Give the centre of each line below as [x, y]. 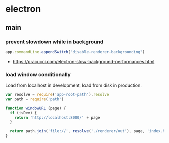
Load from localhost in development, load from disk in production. [74, 85]
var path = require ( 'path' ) [35, 99]
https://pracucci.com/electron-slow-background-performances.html [83, 61]
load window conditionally [38, 74]
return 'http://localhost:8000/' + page [57, 118]
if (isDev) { [23, 113]
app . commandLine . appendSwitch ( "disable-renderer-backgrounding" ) [75, 52]
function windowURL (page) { [36, 108]
